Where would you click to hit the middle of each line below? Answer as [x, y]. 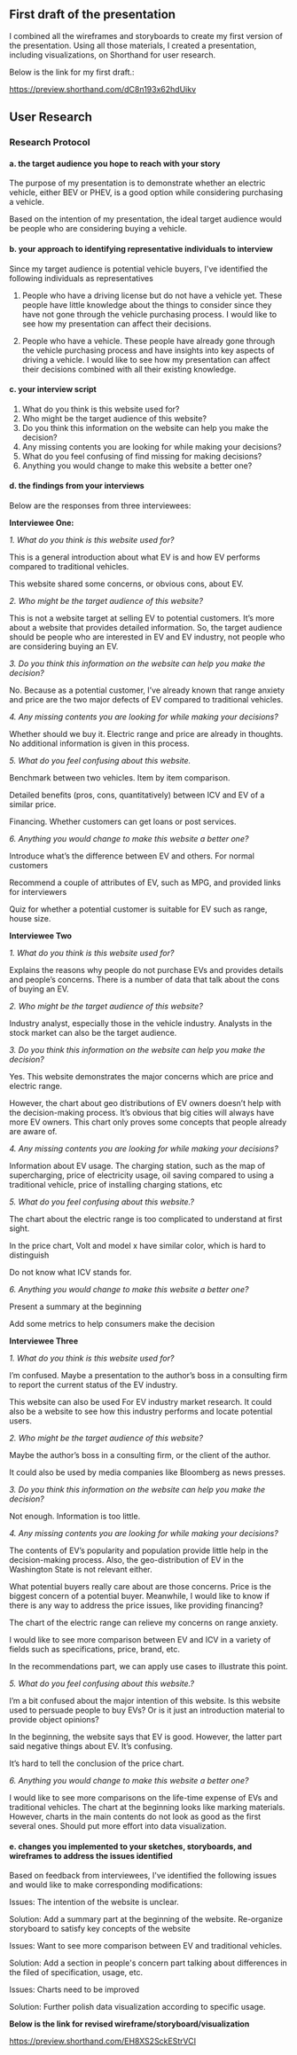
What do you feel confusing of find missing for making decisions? [142, 456]
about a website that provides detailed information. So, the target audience [146, 627]
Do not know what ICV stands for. [70, 1272]
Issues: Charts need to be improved [74, 1989]
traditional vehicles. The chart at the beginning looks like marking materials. [147, 1807]
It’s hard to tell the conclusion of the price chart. [97, 1763]
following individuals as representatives [81, 278]
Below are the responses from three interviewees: [100, 506]
